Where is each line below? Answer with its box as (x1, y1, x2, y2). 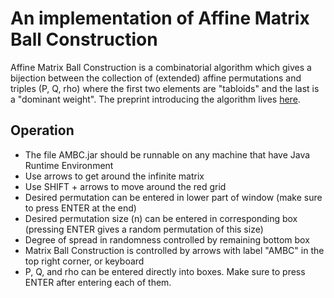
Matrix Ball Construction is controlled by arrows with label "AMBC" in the (24, 244, 325, 256)
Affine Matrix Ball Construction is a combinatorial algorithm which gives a (10, 61, 312, 73)
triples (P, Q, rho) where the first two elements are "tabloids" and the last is (10, 82, 320, 94)
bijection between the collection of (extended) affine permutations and (10, 72, 302, 84)
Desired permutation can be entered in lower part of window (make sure (24, 191, 323, 203)
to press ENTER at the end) (24, 202, 137, 214)
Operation (10, 122, 75, 139)
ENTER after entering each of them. (24, 276, 172, 288)
